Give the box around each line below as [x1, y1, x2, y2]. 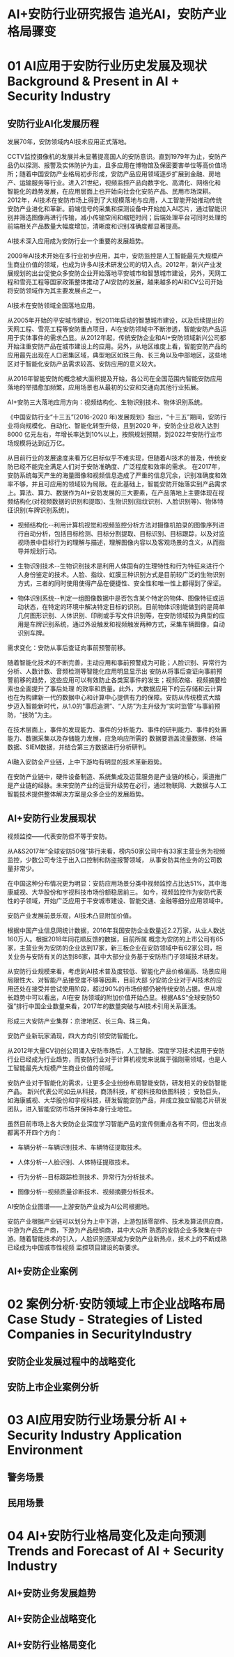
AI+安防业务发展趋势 [7, 1587, 96, 1599]
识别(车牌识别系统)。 [13, 506, 73, 514]
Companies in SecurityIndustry [7, 1326, 193, 1342]
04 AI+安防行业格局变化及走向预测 [7, 1527, 207, 1543]
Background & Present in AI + [7, 74, 180, 89]
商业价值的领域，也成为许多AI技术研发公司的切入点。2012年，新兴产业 [13, 261, 217, 269]
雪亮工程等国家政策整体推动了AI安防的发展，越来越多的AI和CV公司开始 [19, 278, 223, 286]
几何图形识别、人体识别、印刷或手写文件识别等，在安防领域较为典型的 [17, 611, 219, 620]
